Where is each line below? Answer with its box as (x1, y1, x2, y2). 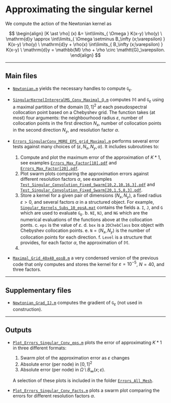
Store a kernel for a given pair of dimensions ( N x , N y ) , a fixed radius (20, 193, 162, 200)
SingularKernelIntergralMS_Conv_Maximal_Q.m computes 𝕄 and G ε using (12, 96, 164, 104)
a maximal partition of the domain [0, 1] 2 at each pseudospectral (12, 103, 148, 110)
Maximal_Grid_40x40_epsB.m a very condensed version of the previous (12, 254, 159, 261)
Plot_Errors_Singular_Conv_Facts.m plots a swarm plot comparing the (12, 387, 160, 394)
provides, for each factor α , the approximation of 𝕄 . (20, 239, 130, 246)
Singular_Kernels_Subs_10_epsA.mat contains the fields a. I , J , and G (20, 204, 163, 210)
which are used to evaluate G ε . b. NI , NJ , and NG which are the (20, 210, 148, 217)
